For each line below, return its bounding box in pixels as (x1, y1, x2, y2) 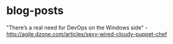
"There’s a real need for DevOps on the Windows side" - (6, 24, 148, 31)
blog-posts (6, 4, 64, 18)
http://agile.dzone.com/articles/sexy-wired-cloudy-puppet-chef (6, 30, 167, 37)
